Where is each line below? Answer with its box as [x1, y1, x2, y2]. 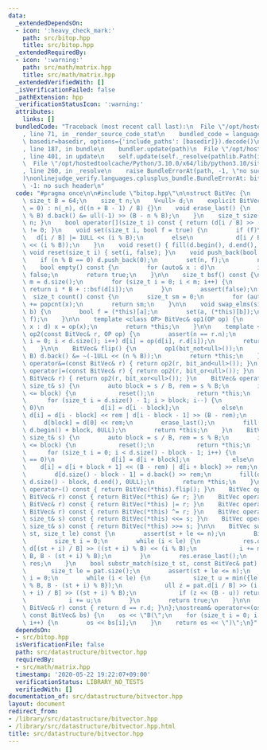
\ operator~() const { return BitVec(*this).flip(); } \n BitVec [22, 485, 250, 494]
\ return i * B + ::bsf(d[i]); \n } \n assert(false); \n [22, 286, 258, 294]
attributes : [15, 108, 56, 116]
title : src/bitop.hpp [22, 41, 94, 49]
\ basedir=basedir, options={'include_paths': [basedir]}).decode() [22, 137, 254, 146]
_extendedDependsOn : [15, 19, 83, 27]
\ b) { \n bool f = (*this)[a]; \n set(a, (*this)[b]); [22, 307, 254, 315]
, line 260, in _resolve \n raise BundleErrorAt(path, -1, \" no [22, 167, 247, 175]
